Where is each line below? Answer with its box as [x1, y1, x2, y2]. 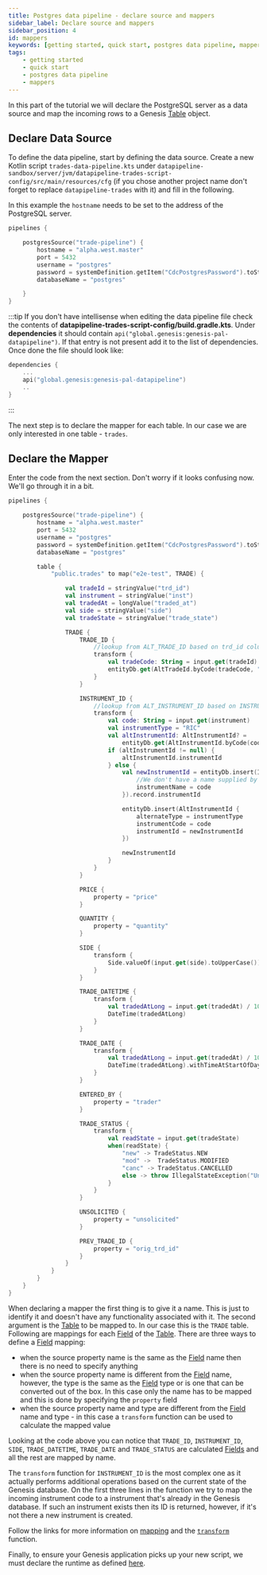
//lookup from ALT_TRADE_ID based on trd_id [93, 643, 244, 651]
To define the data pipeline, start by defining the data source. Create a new [8, 153, 254, 162]
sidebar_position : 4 [8, 26, 77, 34]
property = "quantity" [93, 922, 169, 930]
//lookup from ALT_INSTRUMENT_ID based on [93, 702, 237, 710]
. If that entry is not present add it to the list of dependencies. [58, 337, 259, 347]
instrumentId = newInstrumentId [136, 827, 244, 836]
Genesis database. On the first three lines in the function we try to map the [8, 1485, 253, 1495]
